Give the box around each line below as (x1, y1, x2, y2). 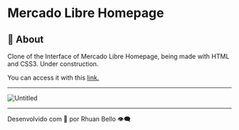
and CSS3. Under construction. (7, 60, 99, 68)
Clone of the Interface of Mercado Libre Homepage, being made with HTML (7, 52, 230, 60)
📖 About (7, 33, 44, 45)
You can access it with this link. (7, 73, 100, 82)
